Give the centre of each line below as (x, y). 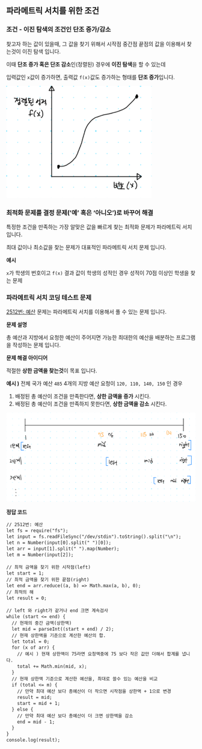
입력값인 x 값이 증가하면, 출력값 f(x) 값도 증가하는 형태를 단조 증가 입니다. (91, 77)
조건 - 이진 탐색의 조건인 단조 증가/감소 (59, 30)
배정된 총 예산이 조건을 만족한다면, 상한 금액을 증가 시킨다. (83, 397)
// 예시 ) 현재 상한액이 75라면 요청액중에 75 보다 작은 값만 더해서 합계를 (98, 654)
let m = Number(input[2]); (40, 555)
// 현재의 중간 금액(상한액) (42, 623)
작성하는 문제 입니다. (37, 345)
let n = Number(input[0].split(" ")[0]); (59, 543)
